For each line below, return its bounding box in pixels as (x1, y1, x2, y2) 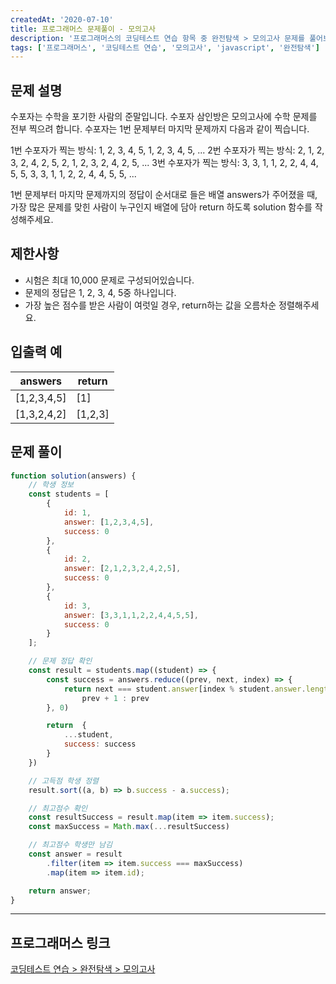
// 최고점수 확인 (28, 803, 88, 813)
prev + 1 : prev (81, 693, 150, 703)
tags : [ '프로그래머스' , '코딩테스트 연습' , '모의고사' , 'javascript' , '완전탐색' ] (10, 42, 320, 53)
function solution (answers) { (10, 471, 137, 481)
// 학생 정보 (28, 480, 75, 490)
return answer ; (28, 886, 92, 896)
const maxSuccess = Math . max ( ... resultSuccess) (28, 822, 230, 832)
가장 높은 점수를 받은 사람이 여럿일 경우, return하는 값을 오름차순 (24, 299, 277, 311)
